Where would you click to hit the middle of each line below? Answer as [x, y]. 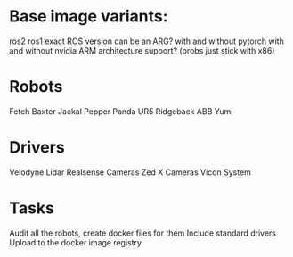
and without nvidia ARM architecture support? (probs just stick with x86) [142, 50]
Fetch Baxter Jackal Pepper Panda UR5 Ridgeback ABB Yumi [121, 111]
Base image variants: [89, 17]
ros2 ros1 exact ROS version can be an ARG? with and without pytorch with [147, 41]
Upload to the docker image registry [76, 242]
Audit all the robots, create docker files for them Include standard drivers [142, 233]
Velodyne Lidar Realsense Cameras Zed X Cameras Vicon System [130, 172]
